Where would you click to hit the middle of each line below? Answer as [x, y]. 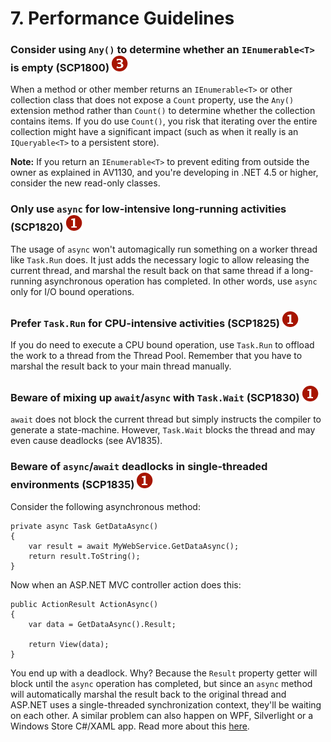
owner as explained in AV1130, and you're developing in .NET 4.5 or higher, [164, 173]
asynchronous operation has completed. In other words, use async [181, 281]
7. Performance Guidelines [122, 18]
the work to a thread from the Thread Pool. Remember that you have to [156, 356]
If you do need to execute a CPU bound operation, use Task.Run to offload [162, 345]
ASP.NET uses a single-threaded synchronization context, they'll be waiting [166, 704]
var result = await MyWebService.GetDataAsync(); [134, 546]
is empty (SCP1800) [60, 68]
